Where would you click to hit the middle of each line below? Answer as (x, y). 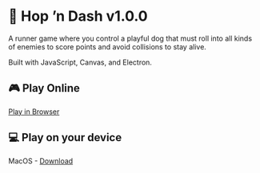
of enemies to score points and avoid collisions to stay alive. (107, 46)
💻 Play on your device (65, 138)
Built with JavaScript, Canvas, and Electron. (80, 62)
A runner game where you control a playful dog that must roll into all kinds (130, 38)
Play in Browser (34, 112)
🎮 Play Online (44, 88)
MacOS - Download (41, 161)
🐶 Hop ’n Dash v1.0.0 (78, 16)
